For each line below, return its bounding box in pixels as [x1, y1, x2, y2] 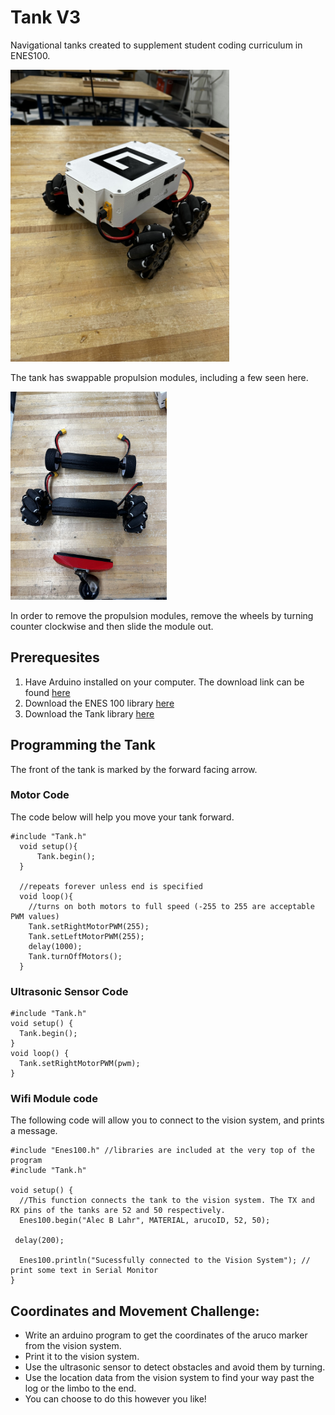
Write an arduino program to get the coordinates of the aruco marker [24, 1329, 308, 1341]
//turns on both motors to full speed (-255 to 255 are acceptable [28, 901, 315, 911]
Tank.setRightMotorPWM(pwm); [19, 1059, 141, 1069]
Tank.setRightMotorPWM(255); [28, 921, 150, 931]
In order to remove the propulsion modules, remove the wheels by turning [10, 609, 314, 621]
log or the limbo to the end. [24, 1382, 137, 1395]
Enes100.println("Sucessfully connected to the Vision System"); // [19, 1256, 311, 1266]
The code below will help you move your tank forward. [10, 811, 235, 823]
